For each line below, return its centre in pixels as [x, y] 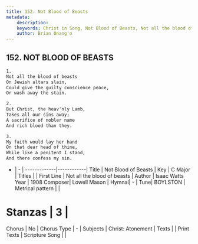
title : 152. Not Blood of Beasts [47, 12]
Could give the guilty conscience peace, [58, 87]
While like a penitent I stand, [46, 153]
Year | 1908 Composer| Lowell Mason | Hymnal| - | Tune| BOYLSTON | [100, 182]
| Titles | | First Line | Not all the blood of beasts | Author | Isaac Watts [99, 176]
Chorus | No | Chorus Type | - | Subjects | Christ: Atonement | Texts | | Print [98, 229]
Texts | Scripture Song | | [36, 235]
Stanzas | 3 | [37, 212]
